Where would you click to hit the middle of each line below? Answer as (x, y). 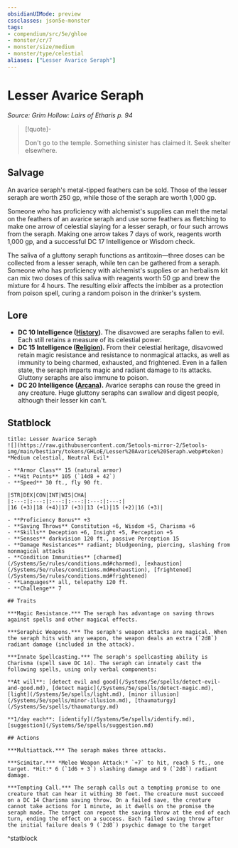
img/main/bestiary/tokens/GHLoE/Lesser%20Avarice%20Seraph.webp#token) (115, 452)
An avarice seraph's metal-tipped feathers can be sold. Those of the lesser (117, 190)
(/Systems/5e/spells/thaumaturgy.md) (63, 707)
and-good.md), (28, 688)
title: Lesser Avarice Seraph (52, 439)
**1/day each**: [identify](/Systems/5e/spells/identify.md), (101, 719)
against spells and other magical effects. (73, 620)
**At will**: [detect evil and (54, 682)
